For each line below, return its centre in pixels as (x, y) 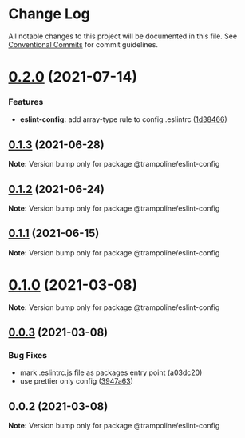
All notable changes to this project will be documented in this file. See (123, 36)
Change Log (49, 14)
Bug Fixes (28, 356)
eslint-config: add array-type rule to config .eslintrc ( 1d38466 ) (123, 119)
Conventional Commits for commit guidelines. (83, 44)
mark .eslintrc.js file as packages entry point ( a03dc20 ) (111, 372)
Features (26, 102)
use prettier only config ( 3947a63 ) (77, 381)
